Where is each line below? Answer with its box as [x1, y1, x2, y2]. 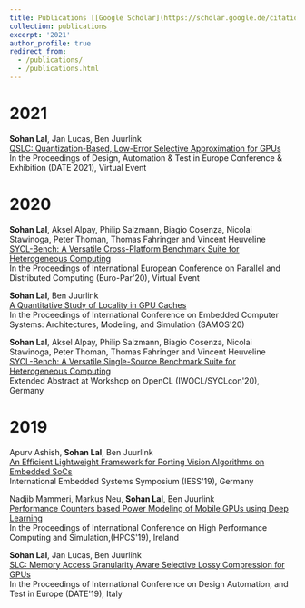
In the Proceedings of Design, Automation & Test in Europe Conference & [9, 152, 283, 164]
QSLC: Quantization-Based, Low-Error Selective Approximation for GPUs [9, 143, 281, 154]
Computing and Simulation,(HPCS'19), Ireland [9, 532, 180, 543]
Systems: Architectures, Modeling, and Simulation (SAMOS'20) [9, 319, 245, 330]
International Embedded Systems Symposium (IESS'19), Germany [9, 475, 254, 486]
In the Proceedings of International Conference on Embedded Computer [9, 309, 280, 320]
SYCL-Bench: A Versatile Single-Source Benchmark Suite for [9, 355, 236, 366]
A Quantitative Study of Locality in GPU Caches [9, 299, 187, 310]
